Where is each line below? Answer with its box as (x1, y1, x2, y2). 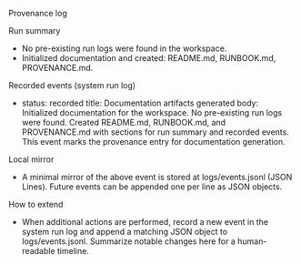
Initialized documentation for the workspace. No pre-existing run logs (21, 107, 283, 117)
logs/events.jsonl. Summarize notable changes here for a (21, 236, 236, 247)
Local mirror (8, 154, 55, 165)
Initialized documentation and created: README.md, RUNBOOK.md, (21, 53, 276, 63)
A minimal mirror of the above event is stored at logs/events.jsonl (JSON (21, 172, 293, 182)
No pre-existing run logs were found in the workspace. (21, 43, 227, 54)
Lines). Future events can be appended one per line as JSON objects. (21, 181, 283, 192)
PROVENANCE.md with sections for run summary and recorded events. (21, 127, 290, 137)
